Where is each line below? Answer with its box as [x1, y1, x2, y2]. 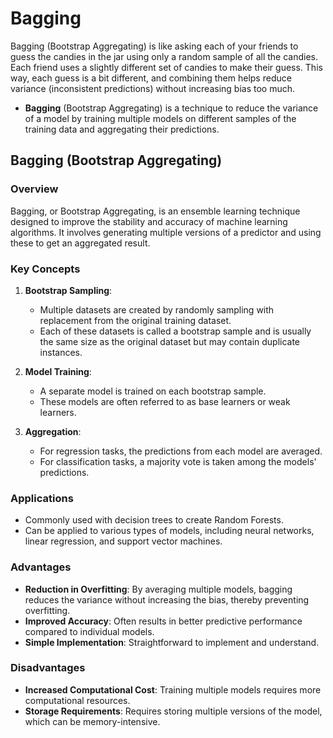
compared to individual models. [24, 625, 155, 637]
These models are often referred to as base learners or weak [39, 395, 291, 407]
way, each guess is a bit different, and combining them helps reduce [10, 72, 292, 84]
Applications [10, 491, 74, 505]
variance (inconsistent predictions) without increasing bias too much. [10, 82, 295, 94]
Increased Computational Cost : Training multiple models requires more [24, 683, 322, 696]
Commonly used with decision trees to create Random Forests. [24, 514, 284, 526]
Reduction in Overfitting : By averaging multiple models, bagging [24, 583, 293, 595]
